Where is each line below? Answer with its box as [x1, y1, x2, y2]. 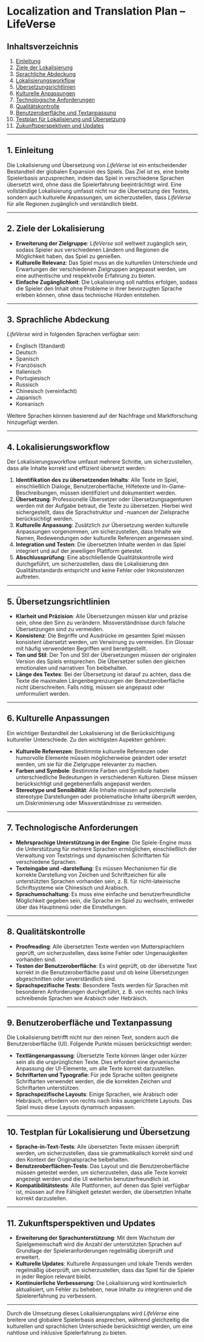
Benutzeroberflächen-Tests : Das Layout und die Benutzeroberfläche [15, 1162, 189, 1170]
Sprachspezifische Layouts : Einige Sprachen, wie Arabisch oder [15, 1090, 179, 1098]
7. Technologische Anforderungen [7, 823, 139, 833]
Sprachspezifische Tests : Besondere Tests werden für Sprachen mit [15, 981, 188, 988]
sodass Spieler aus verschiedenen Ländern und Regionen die [15, 246, 169, 253]
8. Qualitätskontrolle [7, 926, 85, 937]
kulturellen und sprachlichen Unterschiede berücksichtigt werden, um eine [7, 1323, 193, 1330]
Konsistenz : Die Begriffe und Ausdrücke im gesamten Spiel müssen [15, 632, 185, 639]
